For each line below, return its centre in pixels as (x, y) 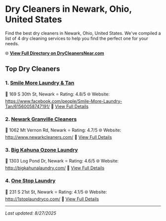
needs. (12, 43)
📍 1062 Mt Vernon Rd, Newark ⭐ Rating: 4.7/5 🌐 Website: (63, 130)
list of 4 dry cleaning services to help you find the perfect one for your (77, 38)
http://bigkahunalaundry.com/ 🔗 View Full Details (55, 168)
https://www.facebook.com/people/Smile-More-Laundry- (64, 101)
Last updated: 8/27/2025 (31, 213)
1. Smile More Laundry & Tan (40, 83)
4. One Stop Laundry (30, 181)
